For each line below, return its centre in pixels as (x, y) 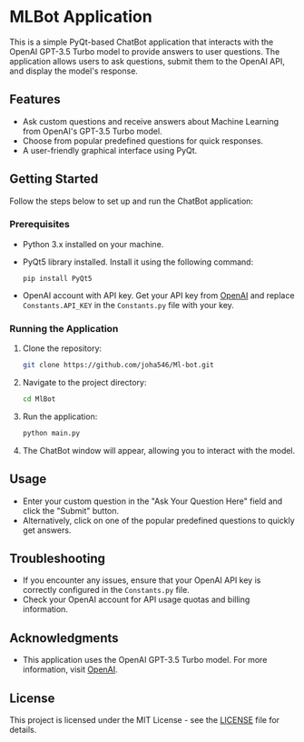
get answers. (47, 530)
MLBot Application (81, 17)
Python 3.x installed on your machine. (93, 244)
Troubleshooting (58, 558)
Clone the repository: (62, 348)
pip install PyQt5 (57, 278)
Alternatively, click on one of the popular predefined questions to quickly (158, 520)
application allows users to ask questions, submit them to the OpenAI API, (147, 61)
